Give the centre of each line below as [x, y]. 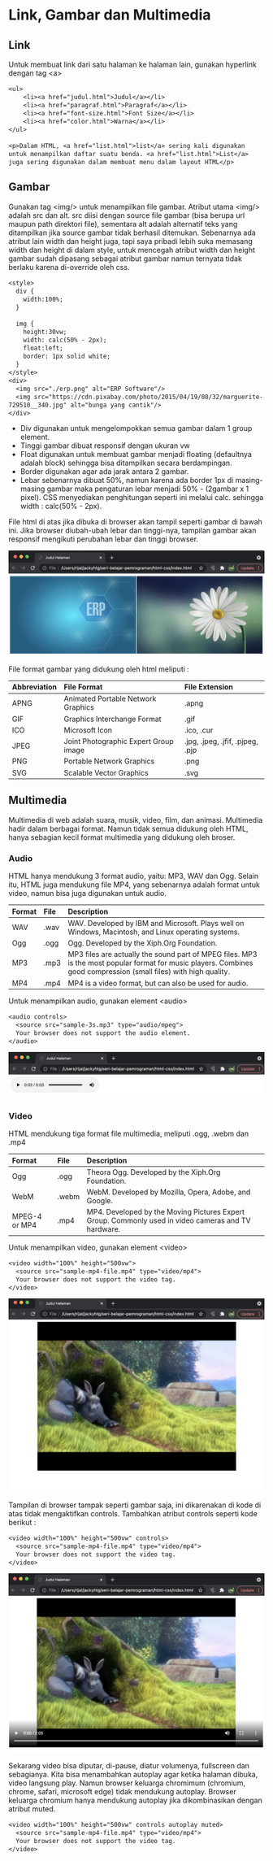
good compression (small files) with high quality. [149, 972]
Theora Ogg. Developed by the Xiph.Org [154, 1172]
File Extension [209, 687]
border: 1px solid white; [67, 356]
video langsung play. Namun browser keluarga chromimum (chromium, [127, 1783]
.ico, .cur [199, 730]
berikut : [22, 1523]
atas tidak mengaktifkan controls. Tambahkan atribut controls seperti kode [133, 1514]
